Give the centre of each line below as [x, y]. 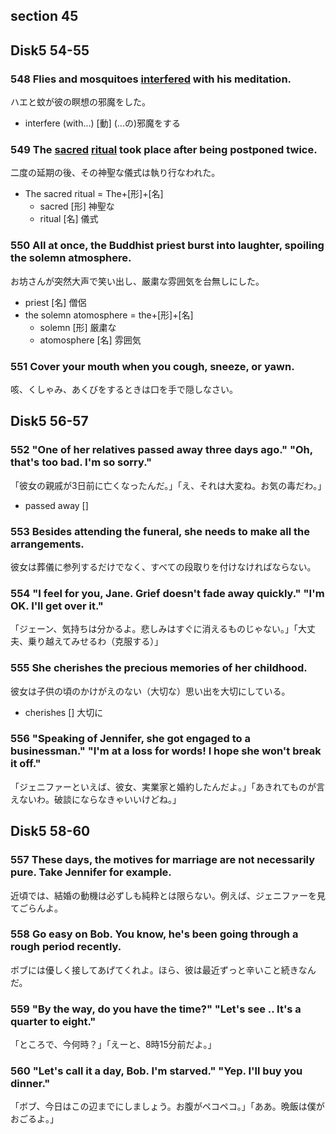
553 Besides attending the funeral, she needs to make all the [160, 531]
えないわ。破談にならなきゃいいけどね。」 [96, 799]
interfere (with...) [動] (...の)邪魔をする [103, 123]
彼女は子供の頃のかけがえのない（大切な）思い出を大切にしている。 [150, 691]
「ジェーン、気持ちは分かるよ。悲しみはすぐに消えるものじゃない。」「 [154, 629]
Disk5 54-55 [50, 50]
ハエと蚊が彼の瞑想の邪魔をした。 [80, 102]
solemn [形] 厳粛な [78, 327]
